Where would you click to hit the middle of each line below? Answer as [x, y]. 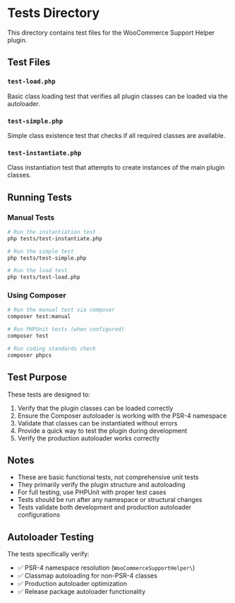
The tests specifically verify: [48, 554]
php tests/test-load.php [44, 277]
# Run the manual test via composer [61, 310]
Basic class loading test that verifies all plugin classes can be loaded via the [117, 96]
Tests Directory [54, 13]
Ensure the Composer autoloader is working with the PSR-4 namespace [122, 416]
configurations [39, 515]
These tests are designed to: [49, 394]
